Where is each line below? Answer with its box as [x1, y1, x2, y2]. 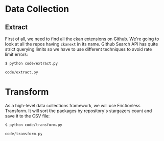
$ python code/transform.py [5, 122, 63, 127]
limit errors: [5, 51, 28, 57]
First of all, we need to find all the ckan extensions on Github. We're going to [5, 36, 159, 42]
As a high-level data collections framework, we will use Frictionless [5, 102, 141, 108]
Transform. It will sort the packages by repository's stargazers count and [5, 108, 152, 114]
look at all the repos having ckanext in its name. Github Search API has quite [5, 41, 158, 47]
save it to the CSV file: [5, 113, 50, 118]
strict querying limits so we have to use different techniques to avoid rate [5, 47, 152, 52]
